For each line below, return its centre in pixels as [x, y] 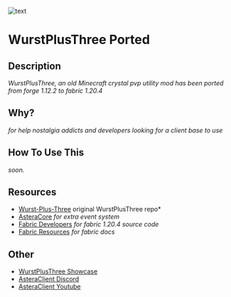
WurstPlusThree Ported [79, 40]
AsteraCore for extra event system [69, 217]
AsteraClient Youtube [49, 287]
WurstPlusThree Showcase [58, 271]
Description [34, 66]
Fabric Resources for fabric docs [66, 232]
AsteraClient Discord [49, 279]
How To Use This [46, 153]
